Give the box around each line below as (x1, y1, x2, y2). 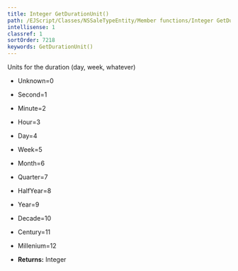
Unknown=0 (17, 77, 55, 85)
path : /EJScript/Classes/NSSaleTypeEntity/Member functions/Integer (7, 17, 214, 24)
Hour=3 (17, 118, 41, 126)
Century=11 (17, 228, 51, 236)
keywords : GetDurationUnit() (7, 43, 93, 50)
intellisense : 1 (7, 23, 55, 31)
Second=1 (17, 90, 47, 99)
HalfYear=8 (17, 187, 52, 195)
